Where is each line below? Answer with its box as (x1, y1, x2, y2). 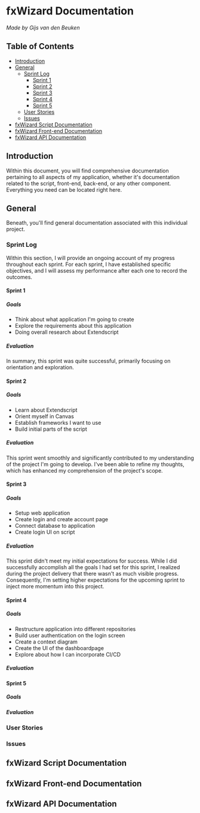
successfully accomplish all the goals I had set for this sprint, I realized (6, 564, 180, 571)
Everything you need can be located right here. (6, 186, 122, 193)
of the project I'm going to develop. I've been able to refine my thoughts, (6, 460, 184, 468)
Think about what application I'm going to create (14, 316, 134, 323)
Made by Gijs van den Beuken (6, 24, 80, 31)
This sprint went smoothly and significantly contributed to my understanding (6, 454, 194, 461)
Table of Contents (6, 41, 75, 52)
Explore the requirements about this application (14, 322, 132, 330)
